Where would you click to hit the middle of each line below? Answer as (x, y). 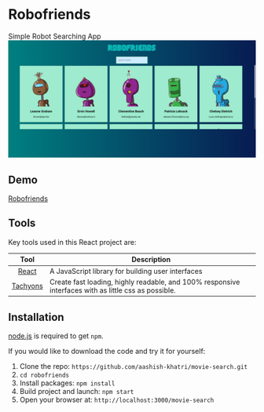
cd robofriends (44, 376)
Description (151, 260)
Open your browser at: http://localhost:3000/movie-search (117, 400)
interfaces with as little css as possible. (113, 290)
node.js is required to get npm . (56, 336)
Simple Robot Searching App (55, 36)
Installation (36, 317)
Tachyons (27, 286)
